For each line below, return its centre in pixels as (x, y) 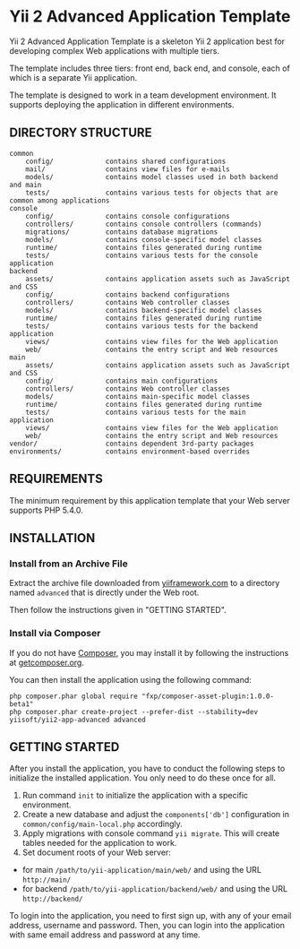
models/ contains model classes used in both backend (152, 177)
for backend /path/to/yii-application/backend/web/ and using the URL (155, 889)
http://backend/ (52, 899)
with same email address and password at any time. (105, 935)
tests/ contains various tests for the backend (141, 326)
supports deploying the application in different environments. (122, 104)
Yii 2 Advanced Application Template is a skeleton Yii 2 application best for (147, 41)
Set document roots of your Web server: (97, 852)
